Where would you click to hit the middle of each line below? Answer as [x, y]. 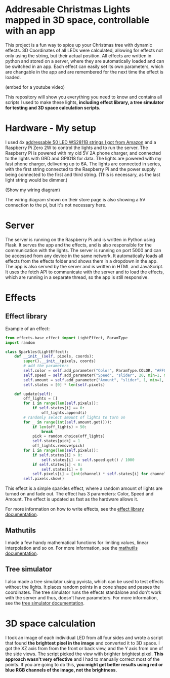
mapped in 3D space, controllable [77, 20]
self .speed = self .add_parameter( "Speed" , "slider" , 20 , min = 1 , [93, 375]
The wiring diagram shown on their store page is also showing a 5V [75, 199]
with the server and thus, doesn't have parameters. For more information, [82, 597]
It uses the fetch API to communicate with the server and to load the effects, [85, 272]
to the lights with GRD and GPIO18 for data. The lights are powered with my [83, 158]
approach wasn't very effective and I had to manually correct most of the [83, 659]
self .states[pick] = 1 [56, 441]
